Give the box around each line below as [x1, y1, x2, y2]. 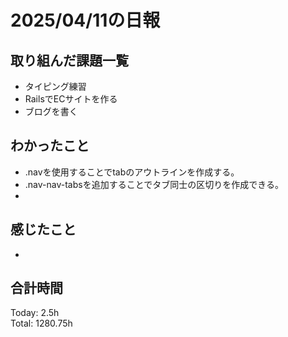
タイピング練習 [24, 81, 87, 92]
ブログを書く [24, 106, 78, 117]
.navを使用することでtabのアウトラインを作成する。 [24, 166, 240, 178]
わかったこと [10, 137, 90, 155]
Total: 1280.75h [10, 317, 73, 330]
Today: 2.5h [10, 307, 60, 319]
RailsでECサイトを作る [24, 93, 118, 105]
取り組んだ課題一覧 [10, 52, 129, 69]
